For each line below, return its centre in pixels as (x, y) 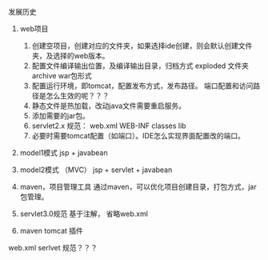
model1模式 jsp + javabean (64, 153)
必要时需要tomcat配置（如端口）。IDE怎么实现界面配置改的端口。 (138, 136)
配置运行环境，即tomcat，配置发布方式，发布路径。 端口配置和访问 (142, 86)
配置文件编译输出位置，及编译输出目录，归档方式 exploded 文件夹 (140, 66)
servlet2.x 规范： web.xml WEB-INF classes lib (109, 126)
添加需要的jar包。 (61, 116)
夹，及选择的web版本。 (70, 56)
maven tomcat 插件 (52, 231)
